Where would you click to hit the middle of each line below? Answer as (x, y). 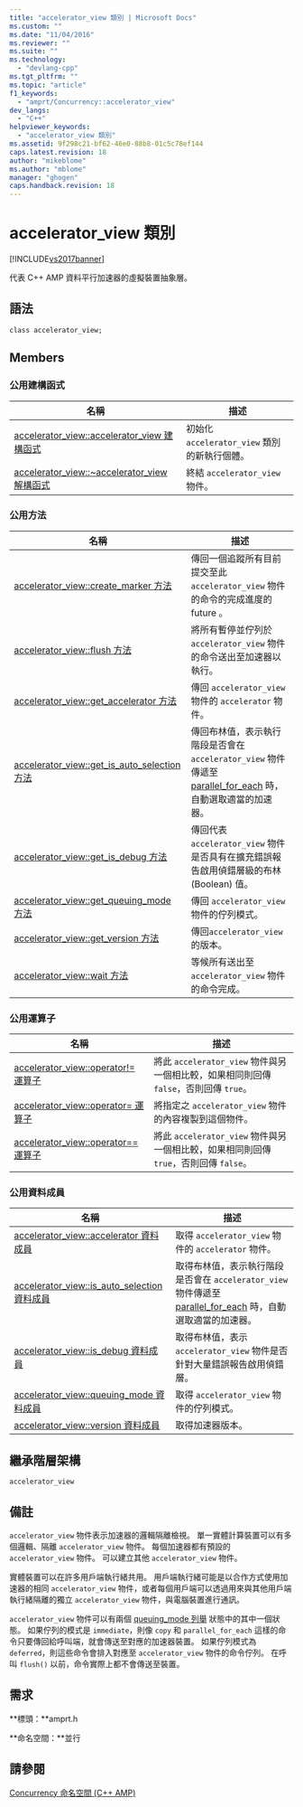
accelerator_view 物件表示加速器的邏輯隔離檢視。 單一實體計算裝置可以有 (147, 1535)
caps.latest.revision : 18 (58, 152)
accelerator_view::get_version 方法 (87, 938)
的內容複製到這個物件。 (203, 1119)
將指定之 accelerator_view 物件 (220, 1106)
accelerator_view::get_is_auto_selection (97, 765)
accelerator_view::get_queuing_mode (92, 900)
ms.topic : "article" (48, 85)
